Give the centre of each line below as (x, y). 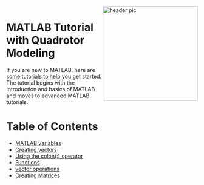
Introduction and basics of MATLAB (51, 89)
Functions (28, 162)
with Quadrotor (46, 40)
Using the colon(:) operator (49, 156)
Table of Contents (52, 127)
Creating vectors (36, 149)
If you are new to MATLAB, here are (51, 70)
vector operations (37, 169)
